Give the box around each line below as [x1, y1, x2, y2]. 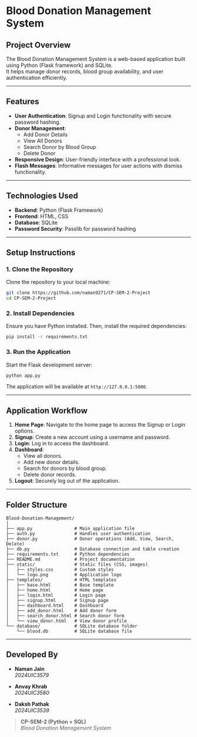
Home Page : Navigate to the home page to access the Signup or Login [14, 421, 186, 428]
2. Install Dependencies [6, 309, 75, 317]
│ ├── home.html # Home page [6, 587, 104, 593]
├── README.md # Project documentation [6, 556, 135, 563]
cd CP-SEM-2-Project [6, 295, 57, 302]
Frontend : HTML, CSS [14, 212, 69, 219]
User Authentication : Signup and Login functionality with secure [14, 112, 172, 119]
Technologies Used [6, 191, 78, 201]
